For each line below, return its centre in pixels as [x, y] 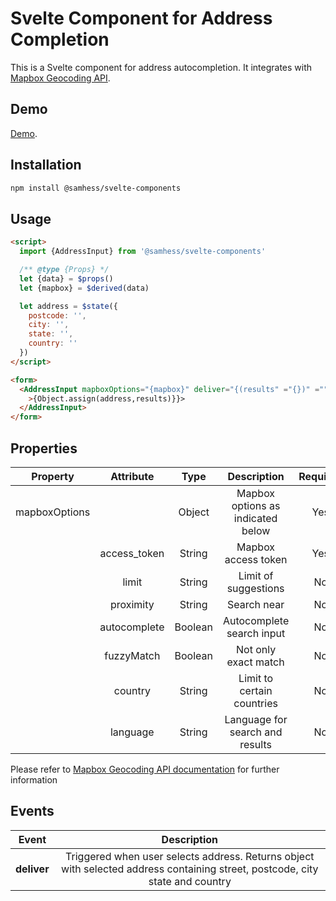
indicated [255, 518]
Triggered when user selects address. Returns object [190, 856]
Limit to [256, 678]
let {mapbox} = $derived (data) [84, 288]
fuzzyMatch [132, 655]
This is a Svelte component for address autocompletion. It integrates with [161, 67]
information [34, 779]
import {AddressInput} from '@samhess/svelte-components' [143, 252]
